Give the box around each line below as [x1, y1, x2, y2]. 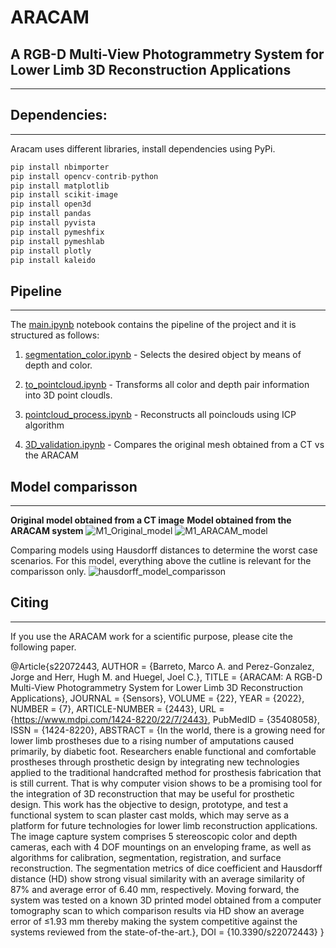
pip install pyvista [10, 218, 97, 228]
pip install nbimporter [10, 162, 110, 172]
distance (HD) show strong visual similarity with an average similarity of [10, 872, 306, 885]
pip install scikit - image [10, 190, 118, 200]
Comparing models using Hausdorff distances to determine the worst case [10, 544, 318, 556]
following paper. [10, 641, 77, 653]
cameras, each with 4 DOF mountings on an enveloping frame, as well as [10, 841, 312, 853]
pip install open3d [10, 199, 92, 210]
